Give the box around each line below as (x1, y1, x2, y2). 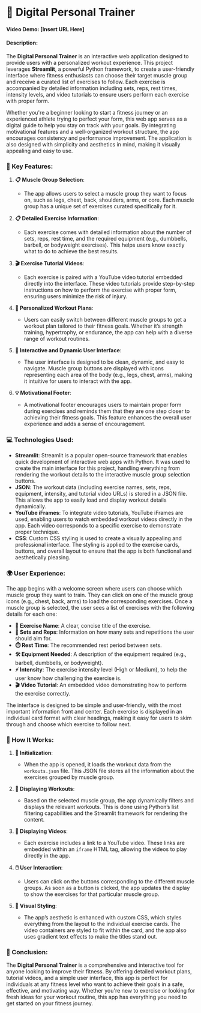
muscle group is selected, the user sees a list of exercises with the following (6, 604, 195, 611)
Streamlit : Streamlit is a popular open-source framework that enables (14, 451, 187, 458)
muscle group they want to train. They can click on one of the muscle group (6, 591, 194, 598)
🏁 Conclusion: (6, 948, 48, 957)
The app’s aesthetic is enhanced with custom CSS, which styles (23, 914, 182, 921)
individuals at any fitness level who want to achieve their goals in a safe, (6, 981, 185, 988)
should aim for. (14, 634, 52, 642)
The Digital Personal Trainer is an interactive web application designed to (6, 52, 189, 59)
